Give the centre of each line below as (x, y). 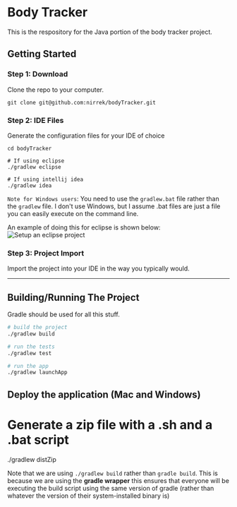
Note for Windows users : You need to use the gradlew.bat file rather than (114, 198)
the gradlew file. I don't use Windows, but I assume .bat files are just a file (114, 206)
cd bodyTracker (30, 148)
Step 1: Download (38, 74)
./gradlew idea (30, 185)
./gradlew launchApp (38, 372)
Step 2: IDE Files (36, 120)
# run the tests (31, 347)
